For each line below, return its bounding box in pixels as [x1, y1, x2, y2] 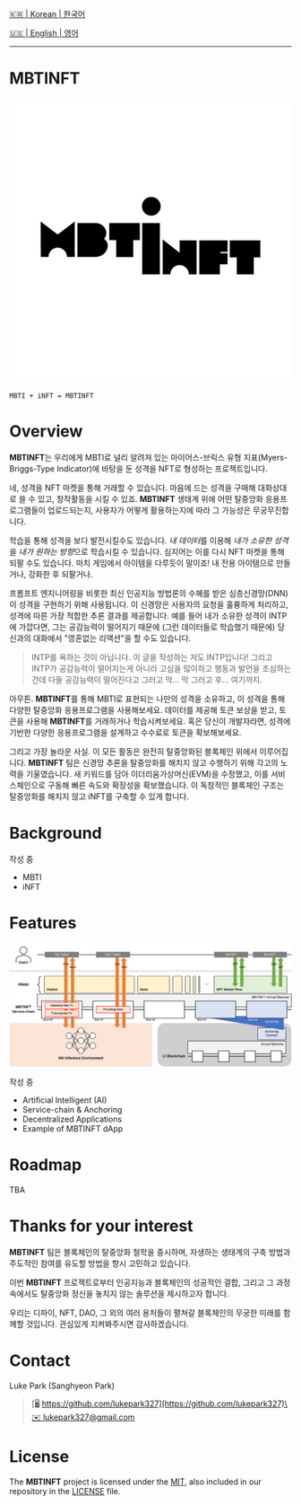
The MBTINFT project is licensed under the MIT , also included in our [9, 1476, 262, 1487]
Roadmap [9, 1154, 82, 1175]
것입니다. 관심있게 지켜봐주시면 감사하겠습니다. [25, 1318, 190, 1329]
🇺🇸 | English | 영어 [9, 28, 79, 39]
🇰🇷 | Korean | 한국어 [9, 9, 86, 19]
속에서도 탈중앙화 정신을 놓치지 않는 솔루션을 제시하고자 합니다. [9, 1288, 230, 1298]
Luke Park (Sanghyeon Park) [9, 1380, 115, 1391]
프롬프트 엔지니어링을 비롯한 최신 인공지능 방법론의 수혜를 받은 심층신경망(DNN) [9, 587, 288, 598]
